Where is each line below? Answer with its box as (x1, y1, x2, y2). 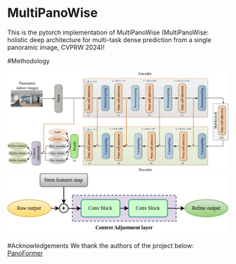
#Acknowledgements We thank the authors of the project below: (7, 241, 195, 250)
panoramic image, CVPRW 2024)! (7, 43, 105, 51)
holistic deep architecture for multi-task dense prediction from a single (7, 35, 212, 44)
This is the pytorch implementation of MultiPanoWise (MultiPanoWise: (7, 28, 209, 37)
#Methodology (7, 56, 51, 65)
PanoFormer (7, 249, 44, 257)
